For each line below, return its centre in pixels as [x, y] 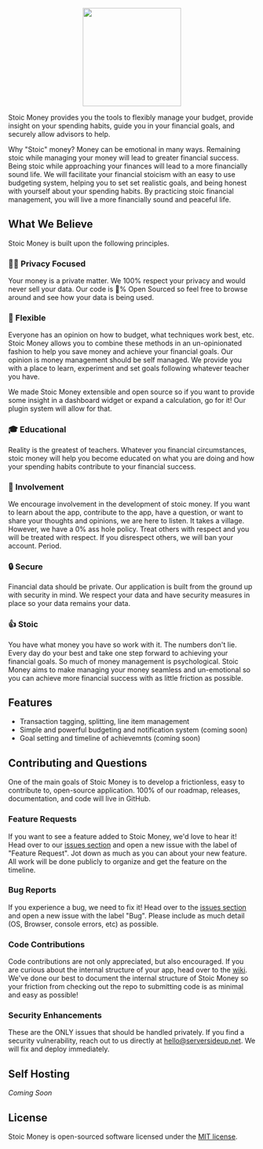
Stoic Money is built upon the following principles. [89, 243]
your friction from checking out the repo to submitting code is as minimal [126, 987]
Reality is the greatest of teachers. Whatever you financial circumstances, [128, 449]
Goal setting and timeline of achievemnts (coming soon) [110, 738]
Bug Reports [32, 890]
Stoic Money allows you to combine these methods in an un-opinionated [125, 343]
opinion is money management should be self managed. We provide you [125, 360]
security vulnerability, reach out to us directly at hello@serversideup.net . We [132, 1041]
